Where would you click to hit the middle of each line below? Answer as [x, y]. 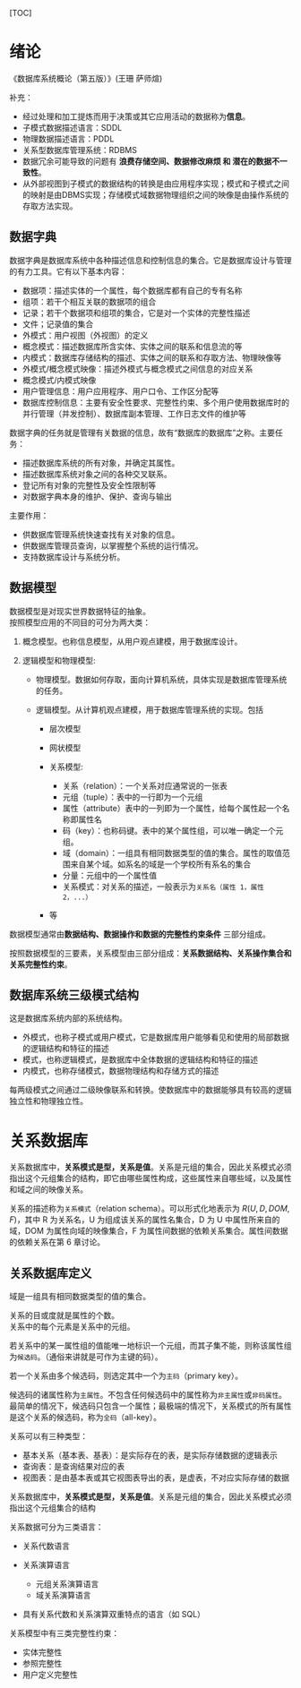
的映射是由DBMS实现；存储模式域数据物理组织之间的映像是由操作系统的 [155, 194]
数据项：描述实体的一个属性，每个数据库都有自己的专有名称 [132, 290]
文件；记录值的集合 [58, 324]
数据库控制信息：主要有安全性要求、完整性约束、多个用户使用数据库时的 [155, 402]
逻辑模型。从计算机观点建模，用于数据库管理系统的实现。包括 [150, 709]
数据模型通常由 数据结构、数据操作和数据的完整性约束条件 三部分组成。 [140, 934]
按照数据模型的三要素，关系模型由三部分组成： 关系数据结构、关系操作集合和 [150, 953]
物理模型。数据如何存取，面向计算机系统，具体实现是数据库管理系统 [161, 679]
